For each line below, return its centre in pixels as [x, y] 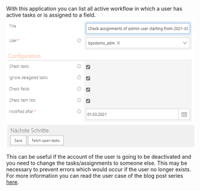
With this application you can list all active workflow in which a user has [94, 9]
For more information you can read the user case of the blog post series [95, 175]
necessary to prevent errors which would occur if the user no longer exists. [99, 169]
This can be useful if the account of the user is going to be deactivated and [99, 156]
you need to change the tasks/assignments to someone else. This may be [97, 163]
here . [13, 182]
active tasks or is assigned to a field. [51, 15]
